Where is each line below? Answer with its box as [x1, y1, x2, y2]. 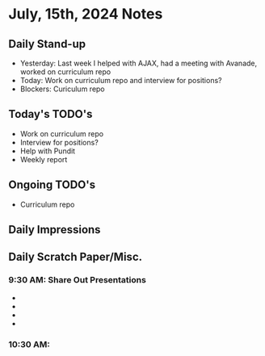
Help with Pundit [19, 146, 75, 156]
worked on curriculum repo [19, 67, 111, 77]
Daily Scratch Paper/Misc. [8, 250, 143, 264]
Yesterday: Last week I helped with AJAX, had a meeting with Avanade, [19, 58, 258, 68]
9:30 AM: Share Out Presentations [8, 274, 147, 286]
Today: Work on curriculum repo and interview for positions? [19, 76, 222, 85]
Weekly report [19, 154, 68, 164]
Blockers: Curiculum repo [19, 84, 105, 94]
